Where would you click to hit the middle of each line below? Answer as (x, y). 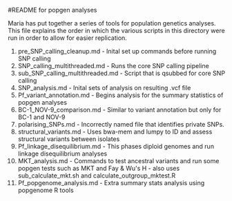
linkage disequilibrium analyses (62, 154)
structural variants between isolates (69, 139)
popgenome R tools (46, 190)
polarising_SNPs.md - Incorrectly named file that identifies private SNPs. (121, 124)
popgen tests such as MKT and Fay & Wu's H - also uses (99, 168)
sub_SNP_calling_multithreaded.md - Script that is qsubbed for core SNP (122, 73)
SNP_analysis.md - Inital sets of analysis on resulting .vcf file (104, 88)
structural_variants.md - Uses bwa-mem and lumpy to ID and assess (115, 131)
